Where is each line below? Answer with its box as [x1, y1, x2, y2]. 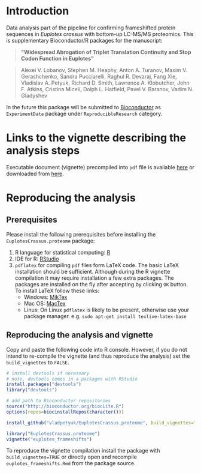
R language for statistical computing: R [14, 249, 111, 256]
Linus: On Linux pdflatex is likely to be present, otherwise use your [23, 306, 190, 313]
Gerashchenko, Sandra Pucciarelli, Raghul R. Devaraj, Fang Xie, [20, 73, 178, 80]
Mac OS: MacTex [23, 300, 66, 307]
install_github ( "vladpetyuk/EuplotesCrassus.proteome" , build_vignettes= [6, 420, 194, 426]
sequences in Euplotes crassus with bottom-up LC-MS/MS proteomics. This [6, 30, 194, 37]
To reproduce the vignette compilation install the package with [6, 447, 160, 454]
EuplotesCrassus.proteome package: [6, 237, 95, 244]
